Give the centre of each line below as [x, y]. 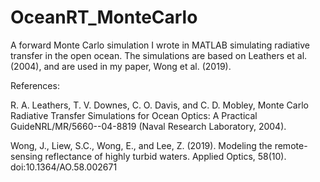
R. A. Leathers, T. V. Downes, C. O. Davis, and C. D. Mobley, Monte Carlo [159, 105]
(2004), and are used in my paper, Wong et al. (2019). [121, 66]
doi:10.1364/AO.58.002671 [64, 167]
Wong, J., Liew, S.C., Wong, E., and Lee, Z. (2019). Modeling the [141, 145]
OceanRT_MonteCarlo [104, 17]
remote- [291, 145]
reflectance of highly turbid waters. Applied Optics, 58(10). [165, 156]
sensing [26, 156]
